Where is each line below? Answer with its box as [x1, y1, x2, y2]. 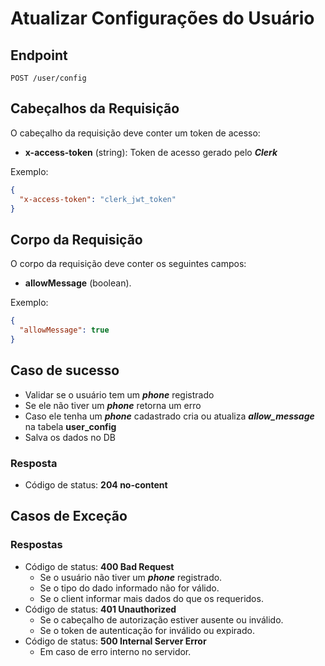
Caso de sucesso [10, 362, 120, 379]
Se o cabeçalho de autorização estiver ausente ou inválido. [39, 613, 284, 626]
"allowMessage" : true [19, 325, 110, 336]
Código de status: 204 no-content [24, 478, 168, 491]
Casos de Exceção [10, 508, 128, 525]
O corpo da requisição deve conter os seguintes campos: [10, 258, 247, 270]
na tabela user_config [24, 420, 117, 432]
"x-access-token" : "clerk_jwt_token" [19, 194, 177, 204]
